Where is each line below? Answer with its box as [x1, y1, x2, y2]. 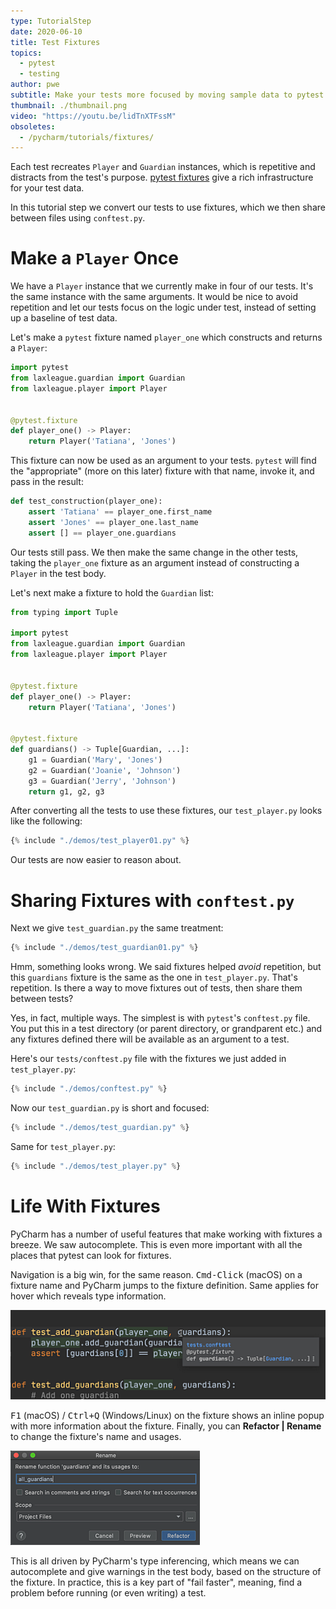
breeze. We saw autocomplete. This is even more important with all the [10, 1238, 303, 1250]
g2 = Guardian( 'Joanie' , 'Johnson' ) [28, 765, 182, 775]
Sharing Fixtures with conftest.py [10, 889, 295, 912]
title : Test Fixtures [10, 37, 101, 47]
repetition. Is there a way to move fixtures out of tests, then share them [10, 982, 303, 994]
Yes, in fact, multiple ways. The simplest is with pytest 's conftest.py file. [10, 1012, 311, 1024]
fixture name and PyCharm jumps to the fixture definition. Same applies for [10, 1279, 320, 1291]
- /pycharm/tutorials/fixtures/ [19, 132, 155, 142]
